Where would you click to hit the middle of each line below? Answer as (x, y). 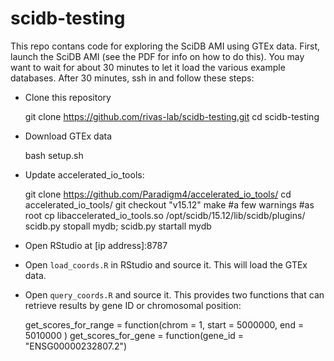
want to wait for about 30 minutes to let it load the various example (148, 67)
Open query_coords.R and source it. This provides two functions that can (174, 294)
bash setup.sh (54, 155)
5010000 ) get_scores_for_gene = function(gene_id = (134, 335)
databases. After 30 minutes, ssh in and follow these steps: (132, 78)
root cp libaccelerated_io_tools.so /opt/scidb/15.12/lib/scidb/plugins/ (165, 215)
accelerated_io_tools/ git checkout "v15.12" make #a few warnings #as (169, 204)
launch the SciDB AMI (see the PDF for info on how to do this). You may (157, 56)
